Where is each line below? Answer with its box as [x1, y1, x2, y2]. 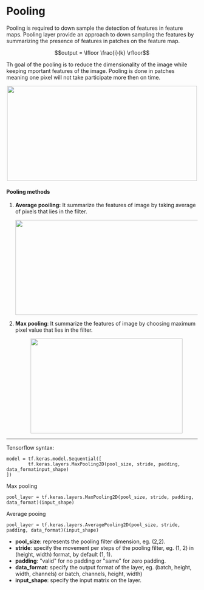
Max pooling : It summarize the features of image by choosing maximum [15, 320, 196, 328]
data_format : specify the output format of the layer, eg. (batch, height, [15, 564, 192, 571]
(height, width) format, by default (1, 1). [15, 551, 112, 558]
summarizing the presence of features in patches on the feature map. [6, 37, 180, 44]
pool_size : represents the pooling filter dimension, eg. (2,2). [15, 538, 166, 545]
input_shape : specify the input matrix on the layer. [15, 577, 141, 584]
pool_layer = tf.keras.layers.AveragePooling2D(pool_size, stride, [6, 522, 181, 528]
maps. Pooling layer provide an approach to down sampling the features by [6, 30, 194, 38]
